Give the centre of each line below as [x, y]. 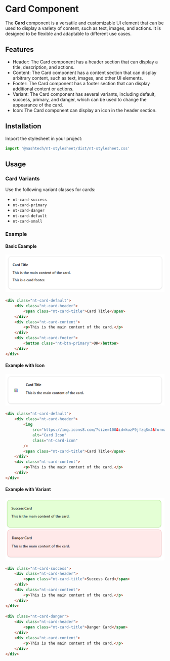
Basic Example [21, 246]
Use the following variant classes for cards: [50, 190]
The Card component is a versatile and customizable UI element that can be [84, 23]
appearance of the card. [38, 105]
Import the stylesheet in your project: [44, 138]
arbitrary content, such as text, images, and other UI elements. [78, 78]
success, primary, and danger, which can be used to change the [79, 99]
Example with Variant [28, 489]
